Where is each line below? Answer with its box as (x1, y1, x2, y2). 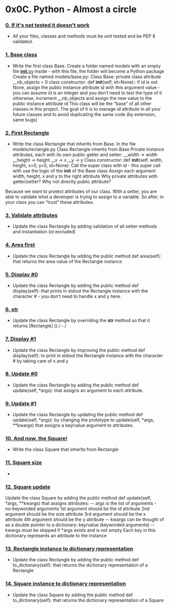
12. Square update (5, 483, 50, 490)
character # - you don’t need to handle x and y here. (12, 293, 122, 299)
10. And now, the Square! (5, 435, 68, 442)
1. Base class (5, 51, 37, 58)
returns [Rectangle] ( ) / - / (12, 323, 67, 329)
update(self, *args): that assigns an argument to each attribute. (12, 387, 144, 394)
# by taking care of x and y (12, 357, 69, 364)
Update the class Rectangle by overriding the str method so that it (12, 317, 150, 324)
